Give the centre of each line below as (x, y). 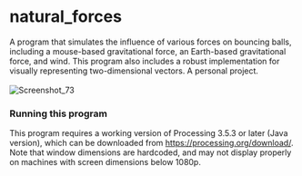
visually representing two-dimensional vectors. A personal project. (134, 71)
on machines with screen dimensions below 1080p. (106, 162)
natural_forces (66, 17)
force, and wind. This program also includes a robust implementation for (145, 61)
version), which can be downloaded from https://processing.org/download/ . (151, 143)
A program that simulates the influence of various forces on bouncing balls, (151, 42)
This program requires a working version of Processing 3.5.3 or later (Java (149, 133)
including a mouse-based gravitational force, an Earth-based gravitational (148, 51)
